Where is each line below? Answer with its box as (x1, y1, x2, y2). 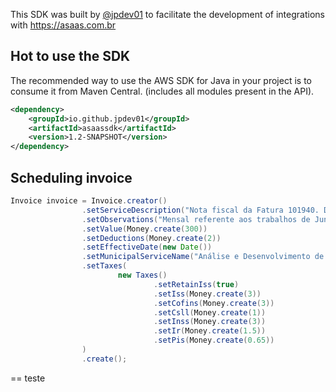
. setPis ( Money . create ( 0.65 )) (153, 335, 275, 346)
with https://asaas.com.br (10, 19, 117, 31)
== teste (10, 372, 46, 384)
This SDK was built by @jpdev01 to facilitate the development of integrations (10, 9, 325, 20)
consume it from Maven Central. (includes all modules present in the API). (10, 85, 315, 97)
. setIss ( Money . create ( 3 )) (153, 289, 262, 299)
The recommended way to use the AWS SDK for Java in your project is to (10, 74, 312, 86)
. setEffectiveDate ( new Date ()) (81, 242, 213, 253)
